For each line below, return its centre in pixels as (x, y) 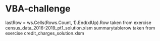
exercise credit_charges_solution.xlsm (45, 33)
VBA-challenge (38, 9)
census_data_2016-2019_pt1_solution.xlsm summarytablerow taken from (80, 27)
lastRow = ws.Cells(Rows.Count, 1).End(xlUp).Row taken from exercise (78, 22)
